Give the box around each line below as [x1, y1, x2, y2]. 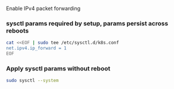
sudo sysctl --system [6, 78, 59, 84]
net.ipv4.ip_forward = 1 [6, 45, 67, 51]
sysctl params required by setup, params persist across [6, 19, 169, 27]
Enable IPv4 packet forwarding [6, 5, 81, 12]
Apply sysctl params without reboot [6, 64, 111, 72]
